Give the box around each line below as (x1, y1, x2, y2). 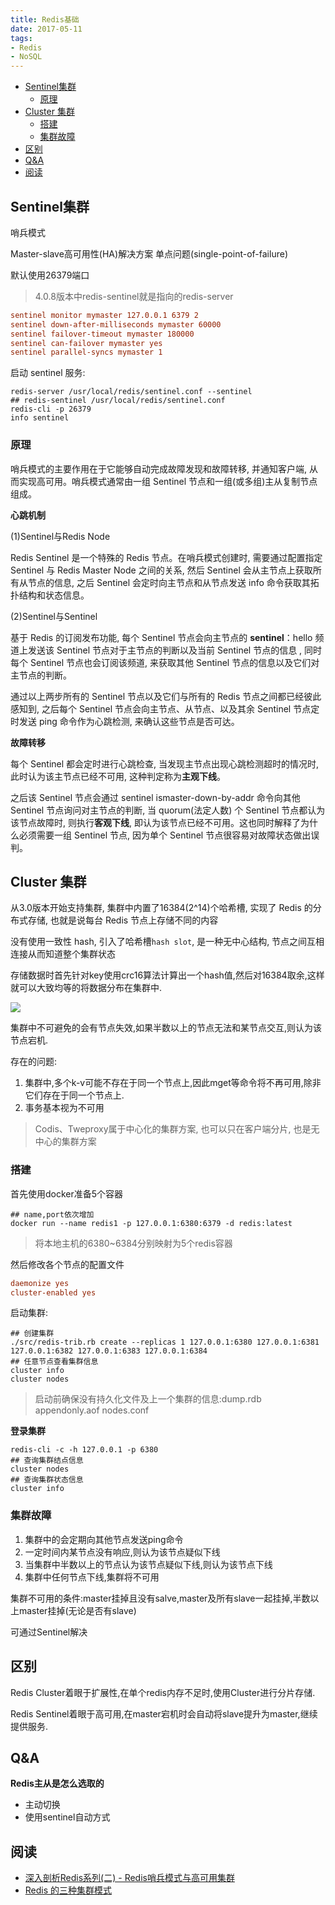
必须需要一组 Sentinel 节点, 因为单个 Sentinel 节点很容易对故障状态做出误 (18, 829, 320, 841)
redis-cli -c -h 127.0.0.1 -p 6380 (10, 1445, 159, 1455)
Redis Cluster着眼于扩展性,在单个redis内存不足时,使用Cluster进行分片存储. (10, 1686, 316, 1698)
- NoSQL (10, 52, 43, 62)
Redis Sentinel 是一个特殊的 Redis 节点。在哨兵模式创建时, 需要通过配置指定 (10, 551, 323, 563)
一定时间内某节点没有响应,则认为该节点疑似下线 (24, 1546, 221, 1558)
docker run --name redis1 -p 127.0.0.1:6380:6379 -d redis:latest (10, 1218, 293, 1228)
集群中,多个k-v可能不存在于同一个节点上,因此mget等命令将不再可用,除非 (24, 1077, 322, 1089)
